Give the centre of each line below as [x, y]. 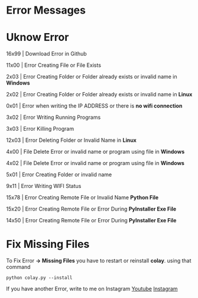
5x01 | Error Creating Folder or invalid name [59, 174]
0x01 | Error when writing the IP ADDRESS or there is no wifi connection [94, 106]
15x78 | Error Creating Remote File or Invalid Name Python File [82, 197]
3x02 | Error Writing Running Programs [53, 117]
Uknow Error [38, 38]
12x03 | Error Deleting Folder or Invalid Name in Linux [72, 140]
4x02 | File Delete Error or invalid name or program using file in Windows [95, 163]
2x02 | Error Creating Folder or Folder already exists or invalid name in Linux [99, 95]
